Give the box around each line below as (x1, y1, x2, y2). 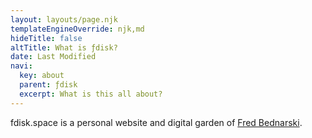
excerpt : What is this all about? (19, 89, 163, 99)
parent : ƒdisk (19, 80, 78, 90)
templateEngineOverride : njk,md (10, 24, 145, 34)
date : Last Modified (10, 52, 97, 62)
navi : (10, 61, 33, 71)
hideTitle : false (10, 33, 83, 43)
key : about (19, 71, 65, 81)
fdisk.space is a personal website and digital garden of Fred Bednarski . (10, 116, 303, 128)
